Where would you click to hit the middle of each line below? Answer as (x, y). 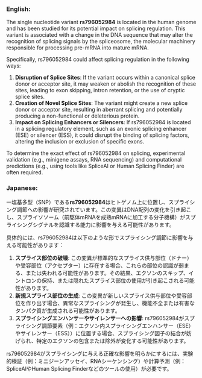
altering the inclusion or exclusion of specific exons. (80, 142)
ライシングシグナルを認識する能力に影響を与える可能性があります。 (90, 224)
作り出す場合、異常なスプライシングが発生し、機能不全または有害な (110, 303)
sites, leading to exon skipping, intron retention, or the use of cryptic (100, 90)
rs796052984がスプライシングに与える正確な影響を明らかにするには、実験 (100, 353)
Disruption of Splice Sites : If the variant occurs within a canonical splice (105, 78)
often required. (25, 172)
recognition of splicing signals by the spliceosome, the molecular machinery (101, 42)
